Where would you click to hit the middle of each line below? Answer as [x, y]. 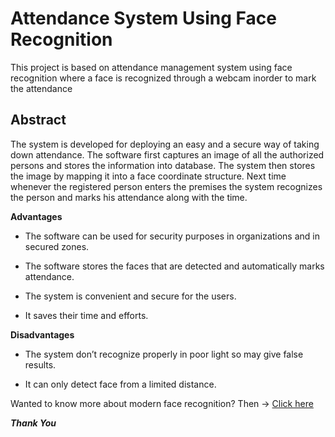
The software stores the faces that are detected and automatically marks [174, 266]
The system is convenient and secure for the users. [130, 296]
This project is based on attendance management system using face [151, 67]
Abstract [38, 120]
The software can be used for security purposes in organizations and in [172, 236]
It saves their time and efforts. [86, 315]
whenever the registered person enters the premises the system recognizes [166, 186]
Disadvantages [42, 334]
